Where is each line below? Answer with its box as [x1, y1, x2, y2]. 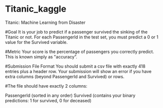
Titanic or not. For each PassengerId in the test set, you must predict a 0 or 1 [5, 34, 159, 40]
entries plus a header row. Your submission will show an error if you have [5, 68, 152, 74]
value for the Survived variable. [5, 39, 68, 45]
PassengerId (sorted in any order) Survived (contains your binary [5, 92, 136, 98]
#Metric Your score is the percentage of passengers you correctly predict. [5, 49, 154, 54]
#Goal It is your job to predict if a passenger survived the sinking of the [5, 29, 148, 35]
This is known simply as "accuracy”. [5, 54, 77, 59]
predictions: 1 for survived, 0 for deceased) [5, 97, 91, 103]
